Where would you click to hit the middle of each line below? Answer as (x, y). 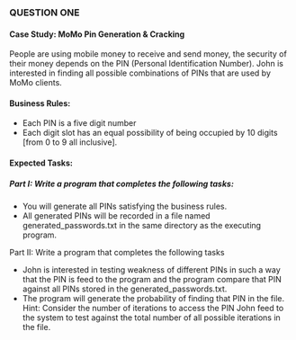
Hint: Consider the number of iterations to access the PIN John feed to (153, 308)
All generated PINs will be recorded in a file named (116, 215)
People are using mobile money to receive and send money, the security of (148, 54)
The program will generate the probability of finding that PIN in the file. (153, 298)
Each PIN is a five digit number (79, 123)
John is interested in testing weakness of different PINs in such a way (151, 269)
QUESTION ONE (45, 13)
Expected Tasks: (41, 163)
